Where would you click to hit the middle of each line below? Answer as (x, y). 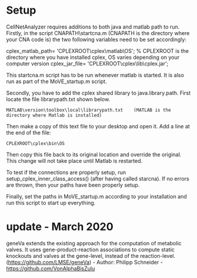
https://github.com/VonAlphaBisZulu (51, 268)
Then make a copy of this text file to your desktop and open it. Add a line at (98, 126)
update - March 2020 (60, 227)
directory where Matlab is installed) (54, 115)
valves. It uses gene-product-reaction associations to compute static (90, 249)
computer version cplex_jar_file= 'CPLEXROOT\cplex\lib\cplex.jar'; (88, 64)
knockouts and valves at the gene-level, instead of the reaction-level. (91, 255)
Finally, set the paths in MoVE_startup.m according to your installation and (96, 196)
